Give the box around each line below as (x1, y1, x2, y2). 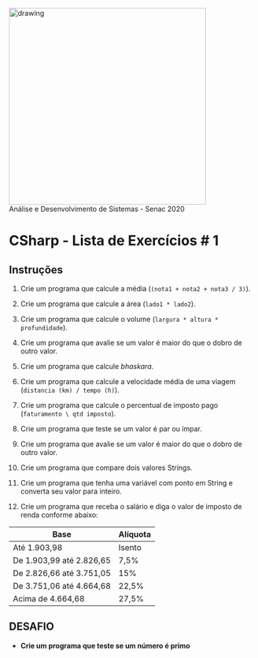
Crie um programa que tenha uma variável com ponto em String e (20, 479, 233, 487)
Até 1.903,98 (13, 542, 63, 553)
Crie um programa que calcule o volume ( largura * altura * (20, 315, 219, 323)
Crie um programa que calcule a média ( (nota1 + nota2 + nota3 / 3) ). (20, 284, 251, 293)
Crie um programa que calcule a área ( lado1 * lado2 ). (20, 299, 196, 309)
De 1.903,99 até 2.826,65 (13, 555, 111, 566)
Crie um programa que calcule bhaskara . (20, 362, 154, 371)
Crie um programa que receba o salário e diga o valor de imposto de (20, 502, 242, 511)
